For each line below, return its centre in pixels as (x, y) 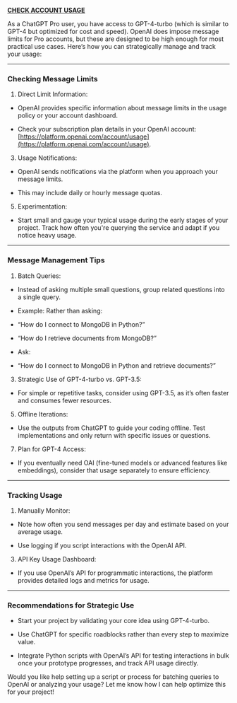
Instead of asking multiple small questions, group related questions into (121, 289)
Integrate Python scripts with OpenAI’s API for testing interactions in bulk (123, 656)
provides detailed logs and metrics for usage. (83, 580)
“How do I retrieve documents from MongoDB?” (87, 338)
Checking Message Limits (53, 79)
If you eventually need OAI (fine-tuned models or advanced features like (122, 463)
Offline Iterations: (43, 414)
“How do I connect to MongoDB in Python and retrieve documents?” (117, 365)
